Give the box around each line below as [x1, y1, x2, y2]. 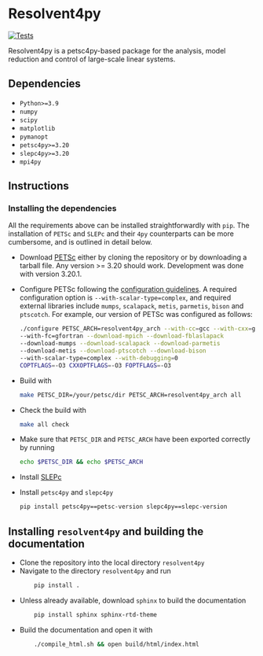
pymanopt [19, 133, 49, 141]
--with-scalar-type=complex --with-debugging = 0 [19, 354, 178, 362]
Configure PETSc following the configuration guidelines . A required [19, 285, 237, 294]
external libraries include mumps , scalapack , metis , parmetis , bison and [19, 301, 244, 311]
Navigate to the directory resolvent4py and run [19, 566, 171, 575]
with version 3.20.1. [19, 269, 82, 279]
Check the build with [19, 405, 86, 415]
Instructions [8, 179, 69, 193]
